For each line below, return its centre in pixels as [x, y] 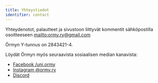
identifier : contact [27, 15]
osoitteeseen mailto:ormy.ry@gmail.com [48, 35]
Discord [21, 75]
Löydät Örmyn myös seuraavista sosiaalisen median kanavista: [71, 54]
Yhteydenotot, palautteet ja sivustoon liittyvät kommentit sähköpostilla [79, 29]
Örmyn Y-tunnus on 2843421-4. [39, 44]
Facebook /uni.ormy [34, 64]
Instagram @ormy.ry [34, 70]
